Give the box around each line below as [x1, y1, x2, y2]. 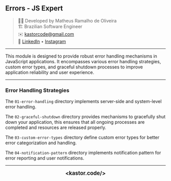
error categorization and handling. [5, 140, 77, 146]
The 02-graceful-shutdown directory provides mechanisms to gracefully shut [5, 114, 166, 120]
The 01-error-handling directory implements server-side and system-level [5, 98, 162, 105]
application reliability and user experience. [5, 69, 94, 75]
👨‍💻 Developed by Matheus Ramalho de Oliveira [17, 17, 117, 23]
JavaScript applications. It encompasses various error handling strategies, [5, 58, 161, 64]
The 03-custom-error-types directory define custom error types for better [5, 135, 160, 141]
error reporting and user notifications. [5, 155, 84, 161]
